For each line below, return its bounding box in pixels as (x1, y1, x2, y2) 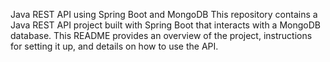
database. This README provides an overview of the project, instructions (10, 30, 313, 41)
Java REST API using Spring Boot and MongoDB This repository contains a (10, 9, 318, 20)
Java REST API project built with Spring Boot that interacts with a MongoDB (10, 19, 321, 31)
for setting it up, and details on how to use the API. (10, 40, 219, 52)
